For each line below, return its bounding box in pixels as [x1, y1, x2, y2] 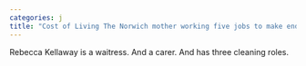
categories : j [9, 13, 64, 23]
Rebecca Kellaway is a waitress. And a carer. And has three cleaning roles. [9, 46, 290, 57]
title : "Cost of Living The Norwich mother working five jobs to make [9, 22, 283, 31]
